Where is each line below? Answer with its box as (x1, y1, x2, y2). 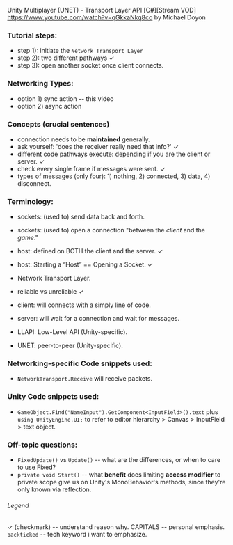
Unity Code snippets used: (7, 392, 99, 402)
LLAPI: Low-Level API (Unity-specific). (17, 328, 127, 336)
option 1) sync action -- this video (17, 94, 114, 103)
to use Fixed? (17, 463, 56, 472)
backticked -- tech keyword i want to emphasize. (7, 530, 147, 539)
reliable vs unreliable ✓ (17, 287, 84, 296)
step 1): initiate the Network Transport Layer (17, 47, 144, 55)
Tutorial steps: (7, 31, 58, 40)
